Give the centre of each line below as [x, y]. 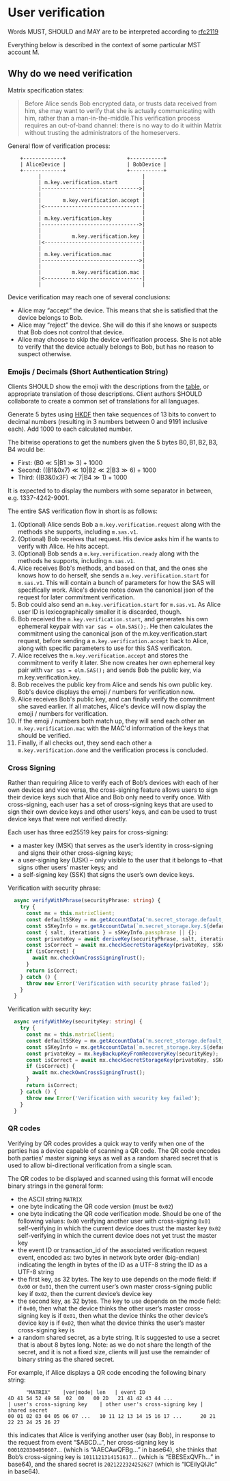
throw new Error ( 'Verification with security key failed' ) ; [113, 1098]
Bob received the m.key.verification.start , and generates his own [113, 619]
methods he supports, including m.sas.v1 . [76, 561]
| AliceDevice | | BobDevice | [94, 164]
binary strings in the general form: [56, 1186]
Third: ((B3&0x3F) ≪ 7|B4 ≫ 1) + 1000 [72, 477]
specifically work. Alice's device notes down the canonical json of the [116, 590]
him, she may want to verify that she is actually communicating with [120, 110]
